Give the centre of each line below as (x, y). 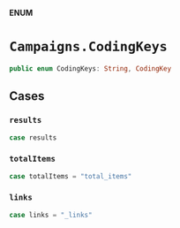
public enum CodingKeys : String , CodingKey (90, 68)
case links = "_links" (51, 215)
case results (33, 137)
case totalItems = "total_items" (71, 176)
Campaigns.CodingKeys (88, 47)
